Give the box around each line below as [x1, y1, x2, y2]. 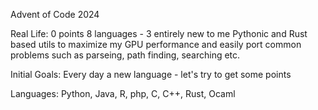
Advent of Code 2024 [10, 9, 100, 20]
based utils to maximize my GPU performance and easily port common [10, 39, 302, 50]
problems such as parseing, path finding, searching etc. [10, 49, 241, 61]
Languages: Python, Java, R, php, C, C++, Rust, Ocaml [10, 88, 236, 99]
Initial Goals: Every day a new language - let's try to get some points [10, 69, 292, 80]
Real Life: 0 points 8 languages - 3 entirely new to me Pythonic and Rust [10, 28, 308, 39]
